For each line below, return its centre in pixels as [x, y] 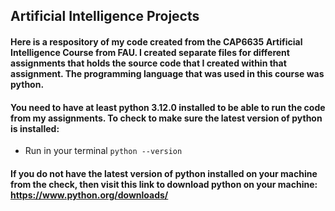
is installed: [35, 128]
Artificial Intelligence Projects [105, 16]
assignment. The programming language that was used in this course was [167, 73]
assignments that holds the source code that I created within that [148, 63]
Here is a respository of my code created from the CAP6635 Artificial [156, 41]
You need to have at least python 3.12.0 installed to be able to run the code [168, 107]
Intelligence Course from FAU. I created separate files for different [150, 52]
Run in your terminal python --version [103, 151]
